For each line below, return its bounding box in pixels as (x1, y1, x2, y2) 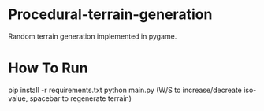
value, (8, 93, 28, 103)
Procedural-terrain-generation (8, 6, 213, 24)
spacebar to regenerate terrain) (29, 93, 132, 103)
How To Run (8, 59, 88, 77)
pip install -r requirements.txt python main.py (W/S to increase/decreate (8, 85, 243, 94)
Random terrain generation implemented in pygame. (8, 31, 177, 41)
